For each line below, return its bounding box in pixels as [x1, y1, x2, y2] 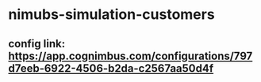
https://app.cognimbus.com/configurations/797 [8, 49, 253, 62]
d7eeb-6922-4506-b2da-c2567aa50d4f [8, 61, 214, 75]
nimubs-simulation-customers [8, 6, 216, 24]
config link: [8, 37, 66, 50]
